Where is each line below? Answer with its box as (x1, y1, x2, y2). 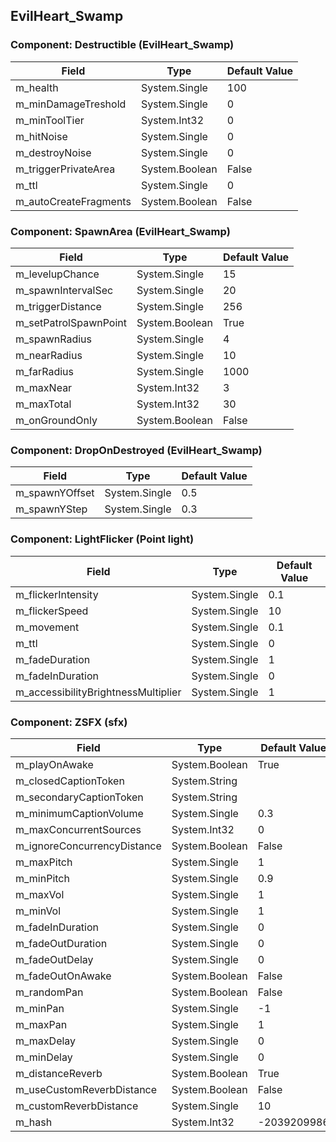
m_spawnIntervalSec (15, 283, 114, 297)
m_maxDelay (15, 1034, 77, 1048)
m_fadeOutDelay (15, 952, 94, 966)
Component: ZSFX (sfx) (10, 715, 128, 729)
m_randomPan (15, 985, 84, 999)
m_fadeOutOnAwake (15, 969, 112, 983)
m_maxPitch (15, 855, 73, 869)
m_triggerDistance (15, 299, 102, 313)
